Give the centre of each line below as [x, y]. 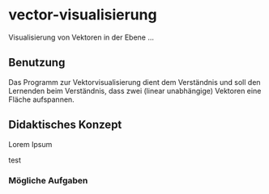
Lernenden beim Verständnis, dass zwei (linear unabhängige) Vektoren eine [135, 91]
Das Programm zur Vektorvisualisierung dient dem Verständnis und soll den [134, 82]
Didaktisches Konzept [65, 125]
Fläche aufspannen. [41, 99]
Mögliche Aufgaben [48, 181]
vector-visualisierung [83, 15]
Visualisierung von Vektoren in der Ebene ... [81, 37]
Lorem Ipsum [30, 144]
